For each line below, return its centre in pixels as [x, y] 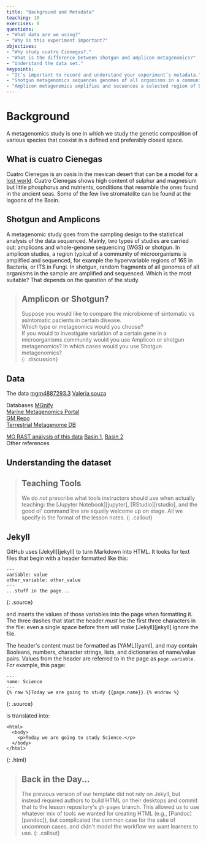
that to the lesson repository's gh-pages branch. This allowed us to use [110, 807]
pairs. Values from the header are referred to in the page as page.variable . [101, 659]
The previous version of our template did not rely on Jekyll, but [101, 794]
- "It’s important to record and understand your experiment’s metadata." [104, 75]
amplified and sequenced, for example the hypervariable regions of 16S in [100, 260]
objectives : [21, 47]
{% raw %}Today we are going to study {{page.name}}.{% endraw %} [93, 693]
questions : [20, 29]
